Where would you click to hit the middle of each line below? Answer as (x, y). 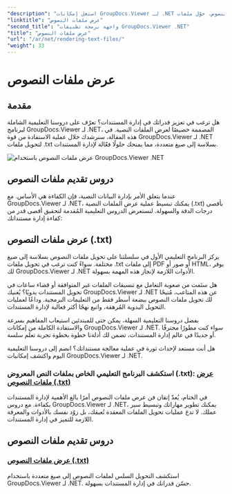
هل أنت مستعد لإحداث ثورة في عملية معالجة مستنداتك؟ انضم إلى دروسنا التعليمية (111, 348)
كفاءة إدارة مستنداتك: (35, 218)
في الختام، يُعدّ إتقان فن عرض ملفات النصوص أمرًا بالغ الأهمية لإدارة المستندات (107, 397)
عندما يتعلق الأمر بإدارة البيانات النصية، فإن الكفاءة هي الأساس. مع (91, 196)
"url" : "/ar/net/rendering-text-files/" (66, 39)
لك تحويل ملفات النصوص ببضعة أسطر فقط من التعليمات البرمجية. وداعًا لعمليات (110, 299)
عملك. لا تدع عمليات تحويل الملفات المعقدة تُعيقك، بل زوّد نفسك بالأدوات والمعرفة (112, 412)
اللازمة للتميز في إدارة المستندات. (50, 419)
